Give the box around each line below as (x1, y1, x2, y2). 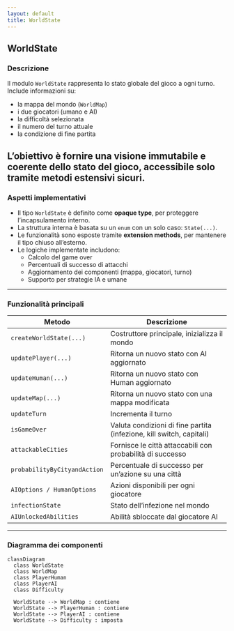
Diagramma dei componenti (7, 540, 103, 550)
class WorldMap (13, 568, 58, 575)
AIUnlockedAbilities (10, 513, 79, 521)
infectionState (10, 501, 61, 510)
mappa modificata (110, 398, 170, 408)
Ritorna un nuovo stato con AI (110, 349, 208, 359)
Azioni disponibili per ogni (110, 480, 195, 490)
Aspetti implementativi (7, 192, 86, 202)
